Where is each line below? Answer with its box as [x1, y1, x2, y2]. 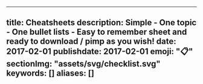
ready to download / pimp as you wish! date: [6, 37, 176, 47]
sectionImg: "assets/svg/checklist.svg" [6, 59, 161, 69]
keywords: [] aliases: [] [6, 68, 95, 79]
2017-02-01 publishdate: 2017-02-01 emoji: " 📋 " [6, 46, 193, 57]
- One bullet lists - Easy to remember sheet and [6, 27, 187, 37]
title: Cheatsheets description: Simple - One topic [6, 17, 197, 28]
